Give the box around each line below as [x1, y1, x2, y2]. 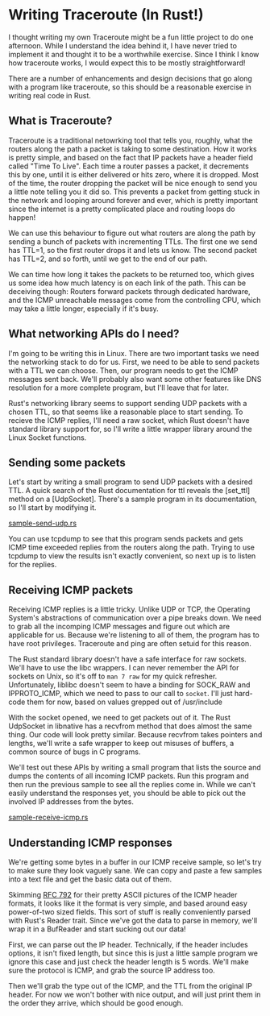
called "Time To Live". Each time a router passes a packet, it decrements [8, 161, 250, 171]
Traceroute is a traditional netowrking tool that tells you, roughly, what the [8, 135, 253, 145]
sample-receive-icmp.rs [8, 812, 89, 823]
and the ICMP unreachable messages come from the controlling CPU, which [8, 295, 261, 305]
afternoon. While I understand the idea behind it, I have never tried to [8, 40, 238, 50]
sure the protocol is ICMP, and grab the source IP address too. [8, 965, 215, 975]
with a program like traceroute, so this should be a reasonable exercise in [8, 82, 251, 92]
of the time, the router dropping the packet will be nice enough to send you [8, 178, 258, 188]
